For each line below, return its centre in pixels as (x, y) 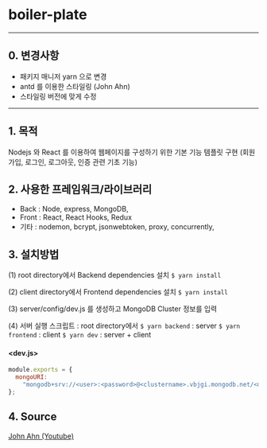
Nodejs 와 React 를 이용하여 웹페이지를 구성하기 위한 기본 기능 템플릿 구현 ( (126, 152)
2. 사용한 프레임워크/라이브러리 (80, 189)
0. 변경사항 (34, 56)
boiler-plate (48, 15)
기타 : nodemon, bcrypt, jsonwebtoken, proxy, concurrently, (117, 227)
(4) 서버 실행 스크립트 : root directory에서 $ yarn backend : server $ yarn (124, 326)
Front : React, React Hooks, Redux (76, 217)
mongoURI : (31, 377)
